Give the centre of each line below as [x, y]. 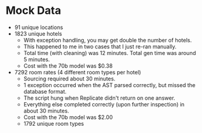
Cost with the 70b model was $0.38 [68, 66]
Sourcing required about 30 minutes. [69, 79]
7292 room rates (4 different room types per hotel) [78, 72]
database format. [45, 91]
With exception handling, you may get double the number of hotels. [108, 40]
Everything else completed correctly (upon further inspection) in [104, 104]
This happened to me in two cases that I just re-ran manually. [100, 47]
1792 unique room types [54, 123]
